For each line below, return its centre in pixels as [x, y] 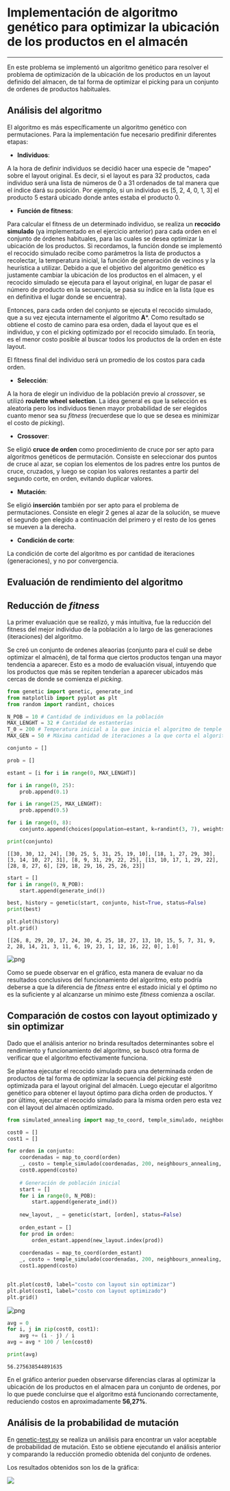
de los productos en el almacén [98, 42]
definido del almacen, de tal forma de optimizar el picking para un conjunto [113, 82]
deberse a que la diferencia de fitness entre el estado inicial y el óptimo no [112, 987]
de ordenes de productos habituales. [59, 89]
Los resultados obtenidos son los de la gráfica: [73, 1467]
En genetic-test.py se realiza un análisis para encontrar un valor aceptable [112, 1439]
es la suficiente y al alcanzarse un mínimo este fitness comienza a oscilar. [111, 994]
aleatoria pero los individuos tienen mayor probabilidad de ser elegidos [107, 408]
